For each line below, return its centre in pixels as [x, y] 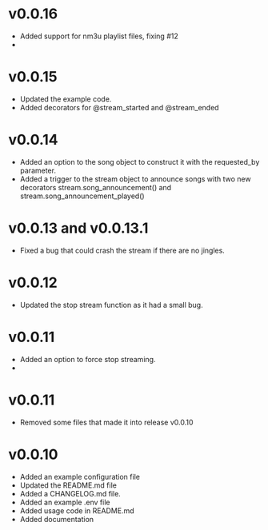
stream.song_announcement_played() [82, 196]
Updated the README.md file [68, 485]
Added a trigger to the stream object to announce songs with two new [135, 179]
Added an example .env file [65, 502]
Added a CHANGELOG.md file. [70, 493]
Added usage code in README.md [77, 510]
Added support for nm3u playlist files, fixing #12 [99, 36]
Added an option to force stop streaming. [88, 359]
